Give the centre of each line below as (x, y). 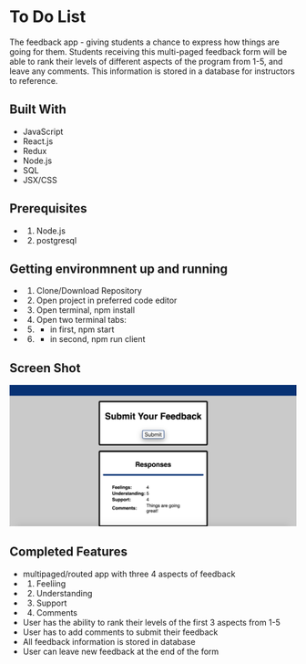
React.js (38, 141)
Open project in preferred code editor (107, 301)
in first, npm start (82, 329)
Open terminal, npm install (85, 310)
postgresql (56, 240)
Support (51, 603)
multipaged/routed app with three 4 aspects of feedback (129, 574)
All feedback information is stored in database (109, 641)
